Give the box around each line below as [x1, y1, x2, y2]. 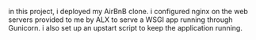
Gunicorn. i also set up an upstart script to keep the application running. [8, 24, 243, 32]
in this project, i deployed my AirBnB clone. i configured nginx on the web [8, 7, 248, 16]
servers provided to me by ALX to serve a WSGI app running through [8, 15, 233, 24]
